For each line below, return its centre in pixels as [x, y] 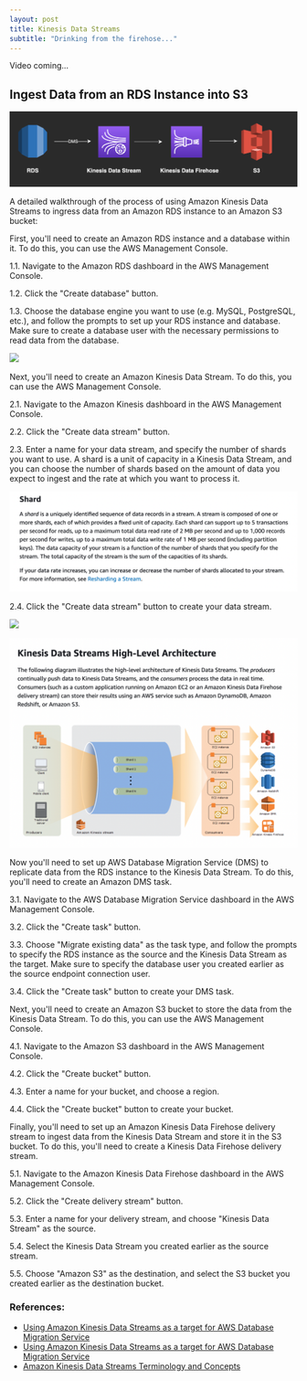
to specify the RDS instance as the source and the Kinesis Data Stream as [148, 954]
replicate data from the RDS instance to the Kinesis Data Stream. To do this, [152, 872]
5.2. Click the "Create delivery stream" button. [96, 1201]
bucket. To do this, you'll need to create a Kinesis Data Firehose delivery [145, 1146]
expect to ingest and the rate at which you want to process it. [125, 478]
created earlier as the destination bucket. [87, 1283]
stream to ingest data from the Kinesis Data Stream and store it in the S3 [146, 1137]
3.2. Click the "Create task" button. [75, 927]
